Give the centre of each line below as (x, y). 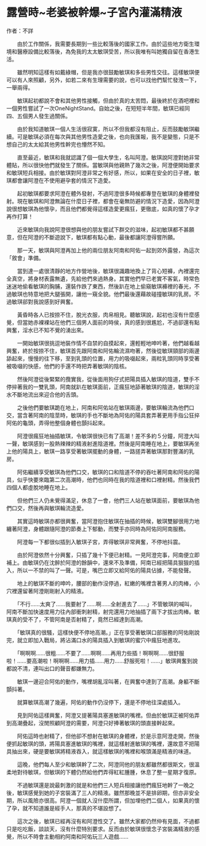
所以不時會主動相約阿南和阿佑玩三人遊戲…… (73, 836)
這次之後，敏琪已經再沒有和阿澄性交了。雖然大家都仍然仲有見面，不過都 (108, 821)
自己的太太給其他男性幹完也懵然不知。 (60, 144)
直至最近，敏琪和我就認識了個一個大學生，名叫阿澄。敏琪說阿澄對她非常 (108, 157)
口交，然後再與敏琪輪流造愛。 (49, 508)
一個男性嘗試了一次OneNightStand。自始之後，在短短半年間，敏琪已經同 (98, 108)
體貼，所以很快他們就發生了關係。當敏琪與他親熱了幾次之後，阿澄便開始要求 (103, 165)
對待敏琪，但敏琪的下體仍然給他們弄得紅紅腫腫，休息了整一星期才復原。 (108, 772)
